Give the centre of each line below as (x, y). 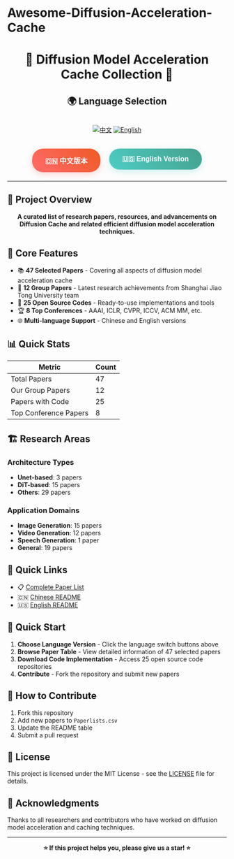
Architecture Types (41, 462)
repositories (34, 666)
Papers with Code (40, 402)
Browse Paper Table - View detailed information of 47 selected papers (119, 651)
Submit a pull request (48, 735)
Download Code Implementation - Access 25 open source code (110, 659)
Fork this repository (45, 713)
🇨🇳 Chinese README (49, 597)
